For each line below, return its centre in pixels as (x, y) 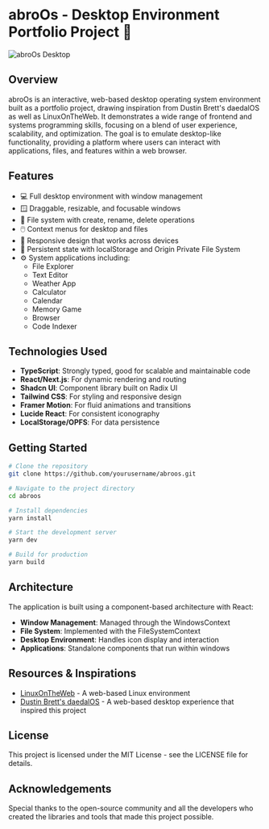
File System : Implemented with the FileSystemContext (110, 630)
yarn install (30, 518)
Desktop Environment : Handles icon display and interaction (120, 639)
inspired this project (53, 710)
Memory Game (57, 309)
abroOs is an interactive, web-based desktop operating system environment (134, 99)
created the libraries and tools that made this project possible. (111, 817)
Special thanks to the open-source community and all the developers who (131, 808)
